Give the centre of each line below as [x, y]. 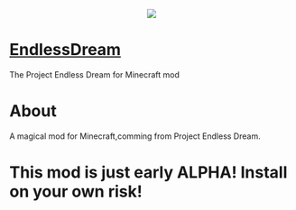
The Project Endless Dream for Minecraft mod [95, 74]
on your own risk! [76, 192]
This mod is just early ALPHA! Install [148, 173]
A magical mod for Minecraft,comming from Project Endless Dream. [135, 136]
